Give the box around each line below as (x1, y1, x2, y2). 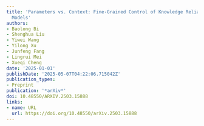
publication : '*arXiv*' (6, 88, 67, 94)
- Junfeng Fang (6, 48, 45, 55)
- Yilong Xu (6, 43, 36, 49)
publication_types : (6, 76, 56, 82)
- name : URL (6, 104, 36, 111)
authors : (6, 20, 29, 26)
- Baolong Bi (6, 25, 39, 32)
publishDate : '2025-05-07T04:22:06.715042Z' (6, 71, 121, 77)
